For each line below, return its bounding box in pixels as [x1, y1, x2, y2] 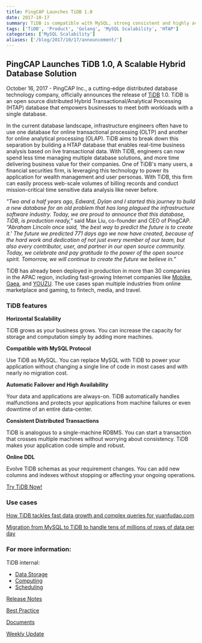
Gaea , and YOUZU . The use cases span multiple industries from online [6, 280, 181, 287]
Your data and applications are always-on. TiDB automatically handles [6, 393, 180, 400]
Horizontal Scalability [6, 315, 61, 323]
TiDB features [6, 301, 47, 309]
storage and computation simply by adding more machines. [6, 333, 153, 341]
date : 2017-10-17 [6, 14, 50, 21]
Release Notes [6, 595, 42, 602]
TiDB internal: [6, 559, 40, 566]
